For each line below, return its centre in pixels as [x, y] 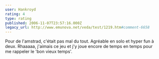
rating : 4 [15, 14]
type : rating [18, 18]
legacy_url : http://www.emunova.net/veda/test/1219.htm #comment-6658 [78, 28]
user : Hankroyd [21, 9]
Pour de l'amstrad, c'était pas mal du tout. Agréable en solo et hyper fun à [79, 41]
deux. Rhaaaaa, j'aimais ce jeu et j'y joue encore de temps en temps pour [79, 46]
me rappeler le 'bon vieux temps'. [39, 52]
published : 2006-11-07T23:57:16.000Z [44, 23]
